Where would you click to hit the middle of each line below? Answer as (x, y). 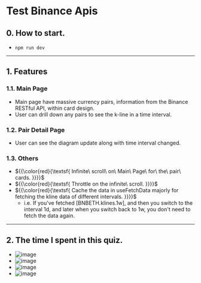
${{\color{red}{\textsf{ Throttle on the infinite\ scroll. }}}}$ (86, 184)
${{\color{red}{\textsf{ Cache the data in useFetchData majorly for (97, 190)
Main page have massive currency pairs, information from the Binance (101, 101)
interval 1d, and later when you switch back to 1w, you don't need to (107, 210)
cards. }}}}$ (30, 178)
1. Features (27, 72)
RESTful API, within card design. (54, 108)
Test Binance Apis (52, 11)
